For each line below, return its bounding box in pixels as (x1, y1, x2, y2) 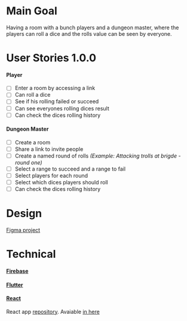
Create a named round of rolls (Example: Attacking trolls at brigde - (14, 152, 181, 159)
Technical (6, 248, 56, 261)
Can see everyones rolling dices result (14, 104, 109, 112)
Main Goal (6, 4, 58, 18)
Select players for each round (14, 172, 88, 180)
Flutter (6, 281, 23, 288)
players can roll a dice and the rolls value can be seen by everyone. (6, 30, 172, 37)
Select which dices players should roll (14, 179, 109, 186)
